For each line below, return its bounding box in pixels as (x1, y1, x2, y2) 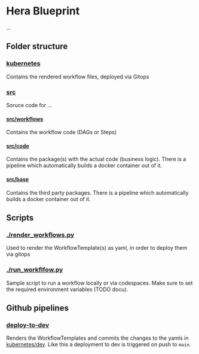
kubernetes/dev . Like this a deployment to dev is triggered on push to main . (6, 341, 191, 348)
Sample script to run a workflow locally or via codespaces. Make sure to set (6, 279, 193, 286)
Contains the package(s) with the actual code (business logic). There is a (6, 156, 186, 163)
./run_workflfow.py (6, 265, 63, 274)
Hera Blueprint (6, 4, 80, 18)
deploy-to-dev (6, 320, 50, 329)
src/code (6, 142, 29, 149)
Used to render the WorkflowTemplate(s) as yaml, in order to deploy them (6, 244, 188, 252)
